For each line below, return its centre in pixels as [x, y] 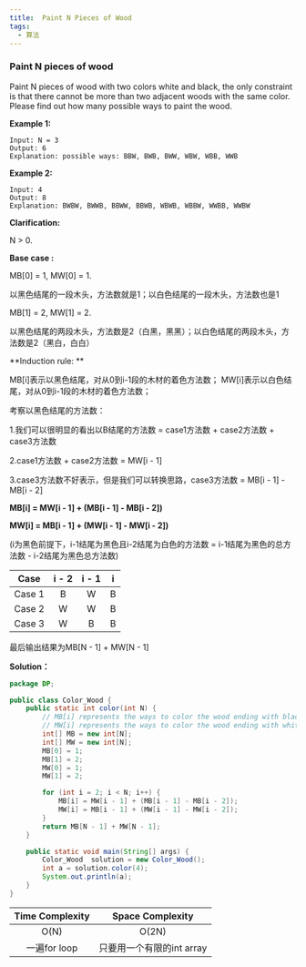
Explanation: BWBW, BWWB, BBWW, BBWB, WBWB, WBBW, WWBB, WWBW [130, 206]
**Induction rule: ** [47, 361]
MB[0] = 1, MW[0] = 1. [51, 275]
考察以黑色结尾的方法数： [57, 410]
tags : [20, 26]
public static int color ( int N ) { [91, 708]
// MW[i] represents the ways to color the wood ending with [161, 726]
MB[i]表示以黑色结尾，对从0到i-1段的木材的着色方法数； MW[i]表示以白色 [147, 380]
